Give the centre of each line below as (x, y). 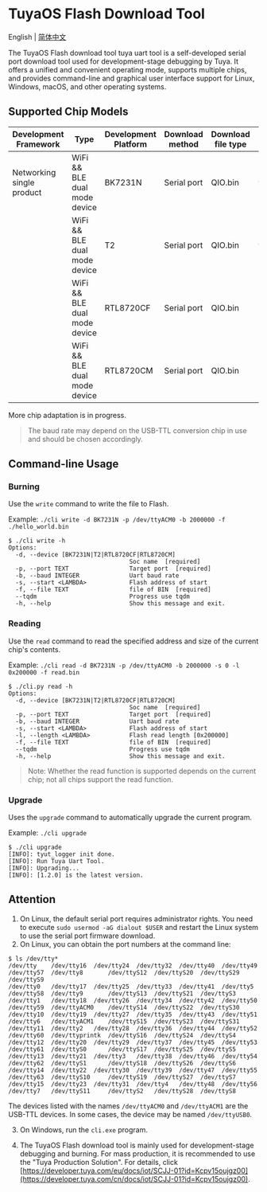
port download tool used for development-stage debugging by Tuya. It (124, 61)
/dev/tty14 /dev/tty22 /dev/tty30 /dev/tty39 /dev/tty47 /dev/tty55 (133, 1070)
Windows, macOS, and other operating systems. (87, 86)
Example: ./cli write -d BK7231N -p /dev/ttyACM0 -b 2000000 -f (117, 519)
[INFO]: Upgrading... (44, 869)
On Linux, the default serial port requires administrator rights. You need (136, 918)
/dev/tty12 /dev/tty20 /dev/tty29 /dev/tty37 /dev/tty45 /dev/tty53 (133, 1042)
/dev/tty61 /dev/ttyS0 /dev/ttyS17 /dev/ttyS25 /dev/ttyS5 (122, 1049)
